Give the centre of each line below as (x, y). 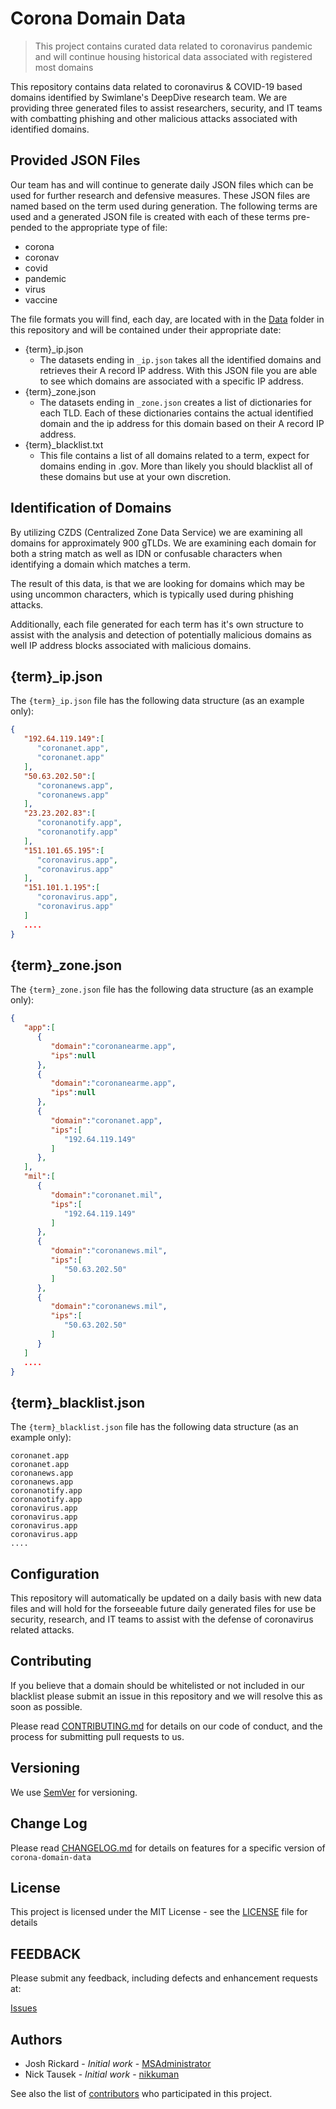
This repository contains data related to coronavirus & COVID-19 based (156, 86)
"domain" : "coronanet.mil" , (106, 1195)
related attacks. (42, 1630)
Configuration (55, 1573)
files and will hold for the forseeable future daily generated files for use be (163, 1609)
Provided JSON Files (75, 160)
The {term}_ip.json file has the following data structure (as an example (157, 701)
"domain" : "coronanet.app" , (106, 1120)
